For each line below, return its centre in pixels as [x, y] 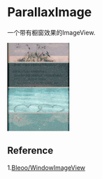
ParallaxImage [50, 12]
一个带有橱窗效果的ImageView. [51, 32]
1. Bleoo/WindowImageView [46, 167]
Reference [30, 151]
